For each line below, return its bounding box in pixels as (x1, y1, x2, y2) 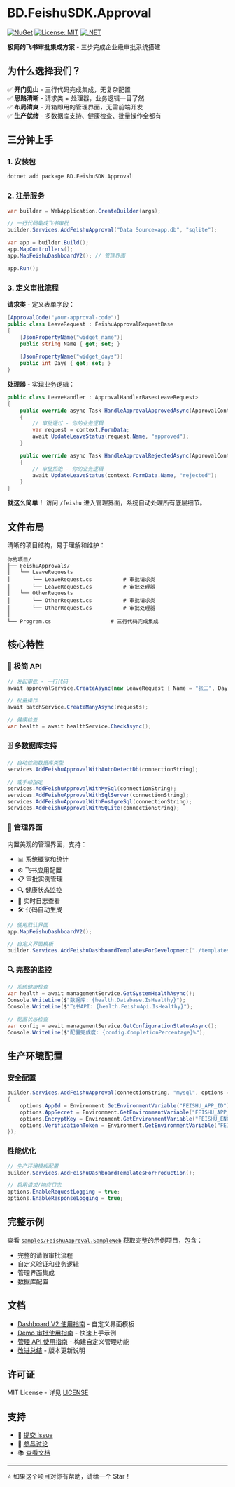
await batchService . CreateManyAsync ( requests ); (7, 704, 149, 711)
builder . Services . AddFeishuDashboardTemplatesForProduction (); (7, 1169, 196, 1176)
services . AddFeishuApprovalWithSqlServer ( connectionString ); (7, 792, 190, 799)
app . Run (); (7, 265, 39, 272)
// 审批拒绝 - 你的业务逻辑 (32, 465, 104, 472)
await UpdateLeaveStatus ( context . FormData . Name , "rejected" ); (32, 472, 218, 479)
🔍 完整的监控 (7, 965, 52, 975)
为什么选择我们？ (7, 65, 81, 77)
